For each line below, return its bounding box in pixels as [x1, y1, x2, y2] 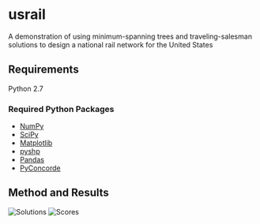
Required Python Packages [8, 103, 115, 114]
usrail [8, 6, 46, 24]
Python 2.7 [8, 84, 43, 93]
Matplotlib [19, 138, 53, 147]
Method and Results [8, 186, 109, 200]
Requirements [8, 63, 79, 77]
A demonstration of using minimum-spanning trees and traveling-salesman [8, 32, 253, 41]
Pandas [19, 155, 45, 165]
